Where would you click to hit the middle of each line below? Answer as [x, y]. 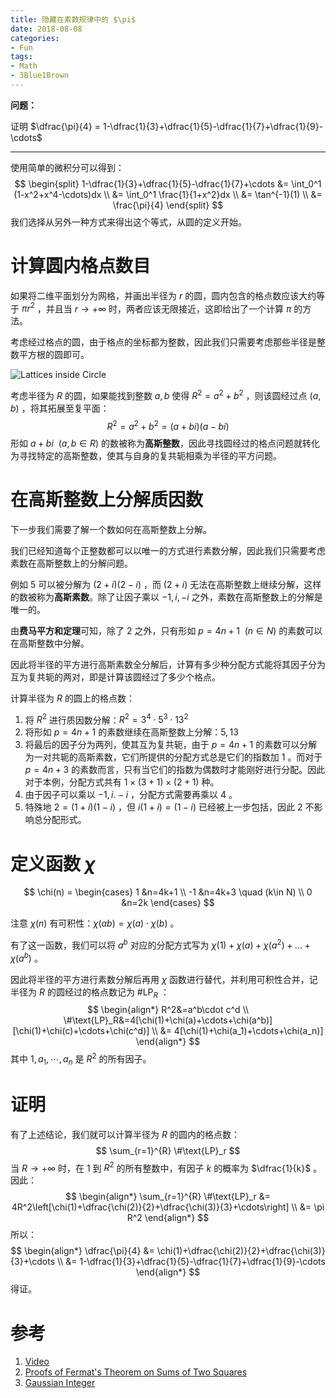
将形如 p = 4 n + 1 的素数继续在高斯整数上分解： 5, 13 [131, 732]
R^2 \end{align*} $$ [168, 1218]
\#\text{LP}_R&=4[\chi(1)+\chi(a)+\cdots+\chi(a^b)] [168, 1020]
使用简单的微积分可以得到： [67, 167]
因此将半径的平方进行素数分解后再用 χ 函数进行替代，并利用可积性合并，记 [164, 979]
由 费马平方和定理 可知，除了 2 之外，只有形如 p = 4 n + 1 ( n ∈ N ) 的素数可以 [166, 630]
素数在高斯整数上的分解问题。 [71, 563]
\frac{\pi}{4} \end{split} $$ [168, 205]
